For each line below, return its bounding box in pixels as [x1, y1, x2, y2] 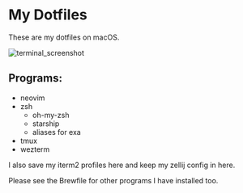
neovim [19, 93, 45, 103]
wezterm [19, 144, 50, 154]
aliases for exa [32, 127, 81, 136]
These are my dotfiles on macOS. [8, 32, 120, 42]
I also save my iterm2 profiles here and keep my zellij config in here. [8, 160, 236, 170]
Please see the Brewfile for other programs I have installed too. [8, 175, 219, 185]
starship [32, 119, 60, 128]
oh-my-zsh [32, 110, 70, 120]
